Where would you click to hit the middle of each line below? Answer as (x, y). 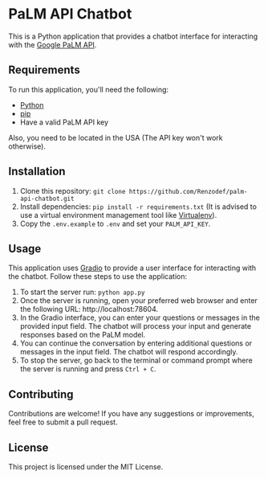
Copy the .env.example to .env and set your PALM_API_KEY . (115, 223)
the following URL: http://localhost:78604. (89, 309)
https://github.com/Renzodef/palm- (188, 191)
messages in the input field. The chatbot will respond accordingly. (129, 352)
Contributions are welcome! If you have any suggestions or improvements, (131, 414)
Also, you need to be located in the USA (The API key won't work (116, 137)
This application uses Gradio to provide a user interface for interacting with (132, 268)
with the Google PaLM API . (53, 44)
